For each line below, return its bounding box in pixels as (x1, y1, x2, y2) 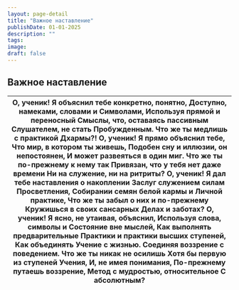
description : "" (7, 30, 55, 38)
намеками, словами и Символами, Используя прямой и (18, 106, 221, 116)
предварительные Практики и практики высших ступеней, (13, 230, 226, 240)
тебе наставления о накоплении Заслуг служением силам (14, 177, 225, 187)
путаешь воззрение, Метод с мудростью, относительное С (13, 266, 226, 276)
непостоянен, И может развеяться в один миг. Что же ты (16, 151, 223, 161)
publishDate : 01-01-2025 (7, 23, 81, 31)
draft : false (7, 50, 46, 58)
